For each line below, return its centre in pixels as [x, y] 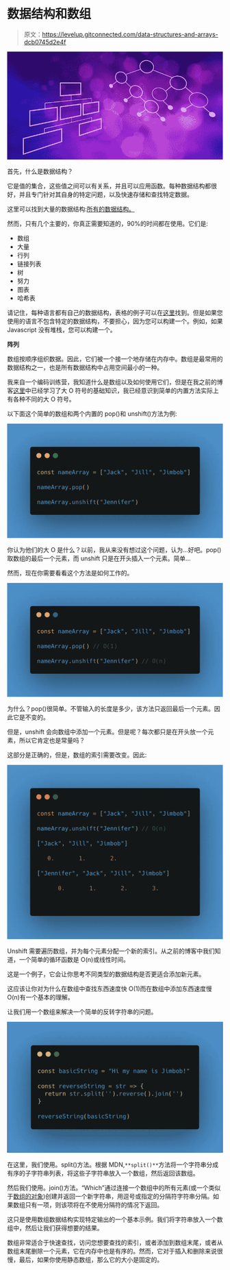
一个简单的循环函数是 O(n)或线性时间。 [74, 959]
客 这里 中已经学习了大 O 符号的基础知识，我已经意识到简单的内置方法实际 [110, 390]
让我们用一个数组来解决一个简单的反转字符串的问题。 [82, 1012]
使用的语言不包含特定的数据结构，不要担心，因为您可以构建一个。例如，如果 [115, 321]
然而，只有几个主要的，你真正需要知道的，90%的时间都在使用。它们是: [108, 223]
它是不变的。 [31, 717]
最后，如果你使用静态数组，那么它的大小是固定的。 [91, 1259]
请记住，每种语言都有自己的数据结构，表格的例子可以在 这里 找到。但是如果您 [115, 312]
